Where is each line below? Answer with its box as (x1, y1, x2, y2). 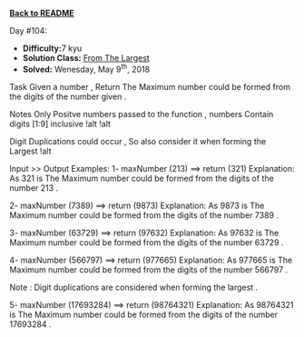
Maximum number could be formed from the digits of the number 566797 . (9, 263, 289, 275)
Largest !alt (9, 145, 52, 156)
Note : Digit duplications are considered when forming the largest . (9, 282, 259, 292)
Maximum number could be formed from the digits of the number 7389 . (9, 209, 279, 221)
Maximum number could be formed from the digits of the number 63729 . (9, 236, 284, 248)
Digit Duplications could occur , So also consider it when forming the (9, 135, 266, 146)
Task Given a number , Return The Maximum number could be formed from (9, 81, 290, 92)
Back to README (9, 8, 74, 18)
